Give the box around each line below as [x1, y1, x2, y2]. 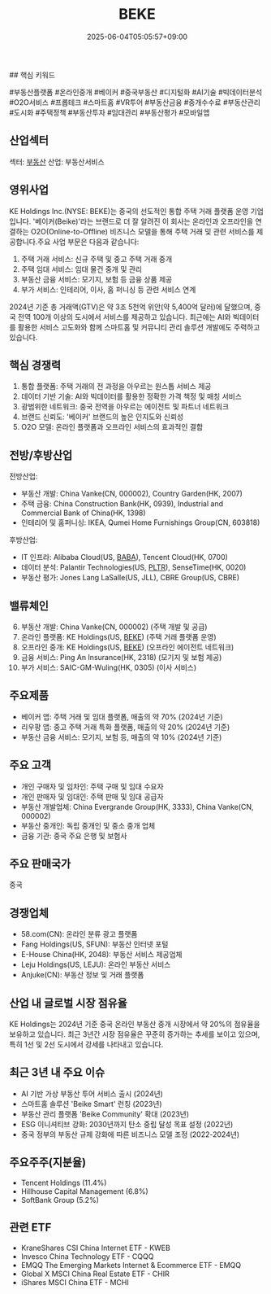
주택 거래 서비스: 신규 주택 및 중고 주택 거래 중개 [20, 254, 173, 264]
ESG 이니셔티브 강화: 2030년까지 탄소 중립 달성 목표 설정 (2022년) [20, 1119, 234, 1129]
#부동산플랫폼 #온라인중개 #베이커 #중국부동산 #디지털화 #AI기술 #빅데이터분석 [9, 87, 263, 97]
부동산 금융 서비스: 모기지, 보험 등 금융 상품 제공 [20, 274, 173, 284]
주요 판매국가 [9, 857, 71, 871]
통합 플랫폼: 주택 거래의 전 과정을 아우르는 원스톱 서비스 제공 [20, 382, 212, 391]
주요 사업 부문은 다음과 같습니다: [37, 237, 140, 247]
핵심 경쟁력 [9, 358, 62, 372]
